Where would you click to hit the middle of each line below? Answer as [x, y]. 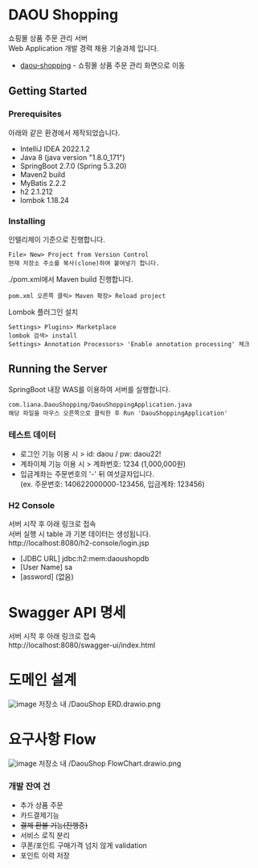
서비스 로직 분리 [45, 836]
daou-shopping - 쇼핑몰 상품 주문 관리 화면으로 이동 [102, 65]
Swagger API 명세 [67, 612]
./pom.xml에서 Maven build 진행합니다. [71, 279]
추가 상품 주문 [41, 805]
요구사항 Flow [52, 740]
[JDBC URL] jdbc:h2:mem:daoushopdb [84, 559]
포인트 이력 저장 [45, 856]
